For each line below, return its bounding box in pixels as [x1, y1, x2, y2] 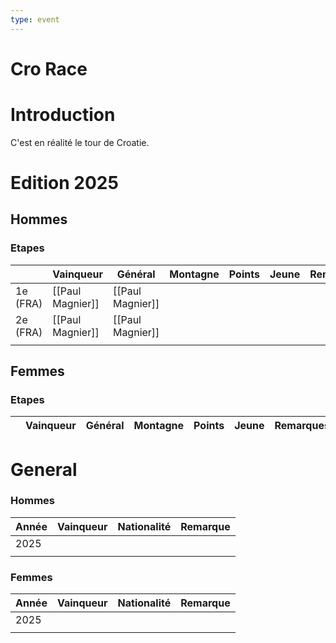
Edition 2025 [10, 171, 119, 194]
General [10, 458, 78, 481]
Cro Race [10, 57, 88, 80]
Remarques [274, 419, 330, 433]
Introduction [10, 104, 116, 126]
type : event [10, 14, 60, 25]
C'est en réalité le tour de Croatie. [10, 136, 150, 148]
